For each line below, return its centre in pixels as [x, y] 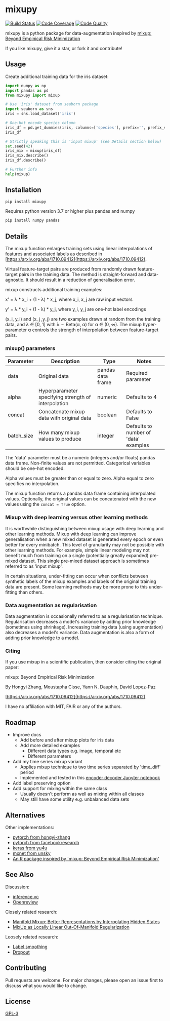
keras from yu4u [30, 848]
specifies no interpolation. [32, 484]
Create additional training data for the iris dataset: [57, 76]
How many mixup [59, 433]
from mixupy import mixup [32, 95]
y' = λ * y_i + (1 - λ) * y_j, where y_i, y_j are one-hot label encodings [76, 309]
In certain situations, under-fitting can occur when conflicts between [77, 576]
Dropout [21, 952]
